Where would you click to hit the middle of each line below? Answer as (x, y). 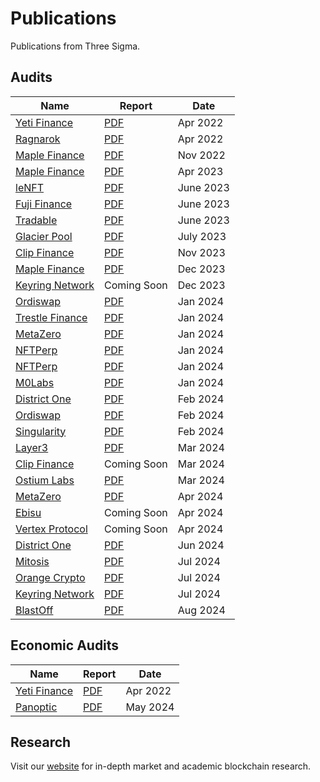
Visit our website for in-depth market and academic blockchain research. (161, 766)
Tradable (36, 220)
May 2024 (150, 707)
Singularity (41, 431)
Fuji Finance (44, 204)
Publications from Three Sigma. (75, 46)
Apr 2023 (200, 171)
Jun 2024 (201, 545)
